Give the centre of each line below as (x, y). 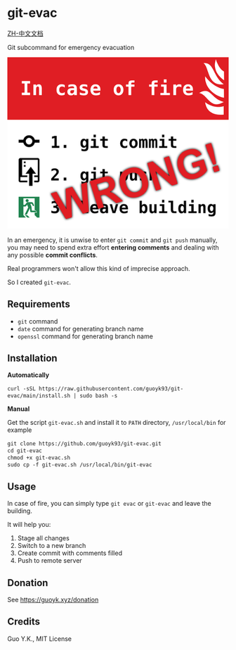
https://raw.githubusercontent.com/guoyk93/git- (111, 389)
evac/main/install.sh (39, 396)
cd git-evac (25, 451)
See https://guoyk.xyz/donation (53, 599)
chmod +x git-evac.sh (39, 458)
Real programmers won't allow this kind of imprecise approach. (99, 268)
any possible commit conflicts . (53, 255)
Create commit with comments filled (70, 553)
